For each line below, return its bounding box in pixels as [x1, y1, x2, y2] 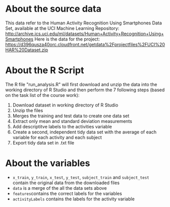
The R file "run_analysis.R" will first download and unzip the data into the [5, 81, 157, 87]
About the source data [5, 3, 101, 15]
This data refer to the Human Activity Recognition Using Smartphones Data [5, 20, 162, 26]
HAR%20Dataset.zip [5, 47, 48, 53]
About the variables [5, 158, 90, 169]
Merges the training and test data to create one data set [12, 113, 129, 119]
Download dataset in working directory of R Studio [12, 102, 118, 108]
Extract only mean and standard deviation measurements [12, 118, 132, 124]
